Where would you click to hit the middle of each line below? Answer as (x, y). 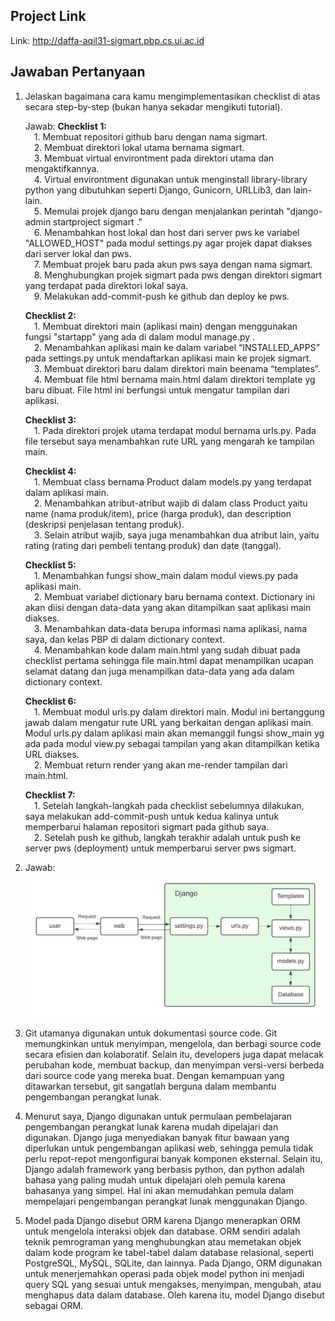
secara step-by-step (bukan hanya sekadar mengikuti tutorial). (153, 106)
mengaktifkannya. (62, 168)
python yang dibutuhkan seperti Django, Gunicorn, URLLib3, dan (158, 190)
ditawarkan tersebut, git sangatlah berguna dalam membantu (150, 1086)
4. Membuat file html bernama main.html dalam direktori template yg (174, 379)
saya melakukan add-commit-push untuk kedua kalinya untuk (152, 816)
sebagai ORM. (54, 1305)
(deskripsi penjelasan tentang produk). (104, 524)
